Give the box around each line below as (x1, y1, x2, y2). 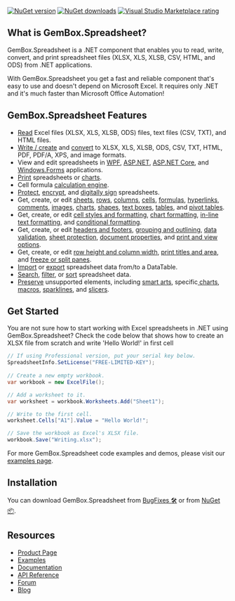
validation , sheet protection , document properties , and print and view (17, 233, 218, 241)
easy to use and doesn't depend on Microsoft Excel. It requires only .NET (7, 82, 219, 90)
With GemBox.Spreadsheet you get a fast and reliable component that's (7, 74, 215, 82)
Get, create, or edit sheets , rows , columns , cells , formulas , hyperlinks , (17, 195, 220, 204)
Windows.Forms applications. (17, 165, 103, 174)
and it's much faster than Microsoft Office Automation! (7, 89, 165, 98)
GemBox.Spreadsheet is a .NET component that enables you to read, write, (7, 46, 224, 54)
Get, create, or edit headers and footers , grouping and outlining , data (17, 225, 217, 233)
